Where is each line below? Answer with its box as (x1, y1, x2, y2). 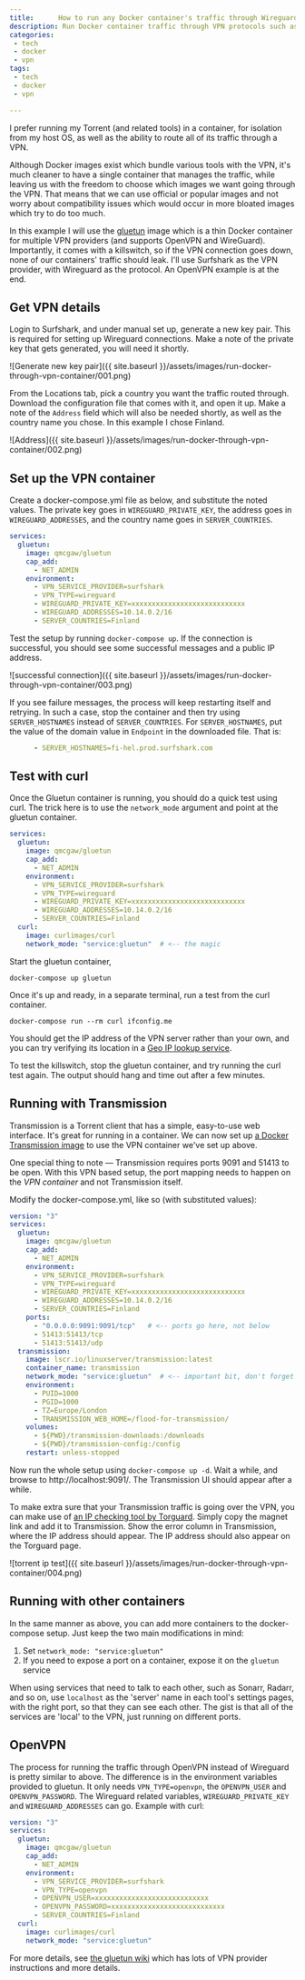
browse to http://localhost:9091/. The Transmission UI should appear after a (9, 1474, 292, 1485)
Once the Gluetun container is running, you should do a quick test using (9, 793, 279, 804)
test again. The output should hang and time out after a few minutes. (9, 1069, 266, 1080)
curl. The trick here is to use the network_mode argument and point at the (9, 802, 279, 814)
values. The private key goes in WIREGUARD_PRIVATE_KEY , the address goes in (9, 505, 292, 515)
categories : (9, 30, 54, 39)
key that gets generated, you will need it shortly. (9, 343, 189, 355)
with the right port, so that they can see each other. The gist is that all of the (9, 1701, 293, 1712)
